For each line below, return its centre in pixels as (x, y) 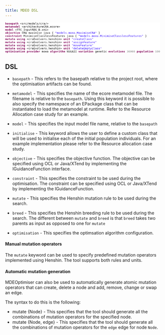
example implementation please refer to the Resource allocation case (82, 143)
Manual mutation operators (34, 244)
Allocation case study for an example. (50, 114)
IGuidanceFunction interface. (41, 169)
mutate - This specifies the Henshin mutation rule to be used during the (84, 198)
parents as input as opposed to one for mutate (59, 223)
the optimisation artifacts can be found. (52, 84)
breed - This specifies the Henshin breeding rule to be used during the (83, 213)
